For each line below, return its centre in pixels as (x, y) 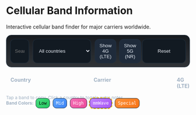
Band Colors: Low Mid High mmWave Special (71, 103)
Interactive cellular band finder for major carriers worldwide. (78, 27)
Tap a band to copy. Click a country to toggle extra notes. (65, 97)
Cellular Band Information (69, 11)
